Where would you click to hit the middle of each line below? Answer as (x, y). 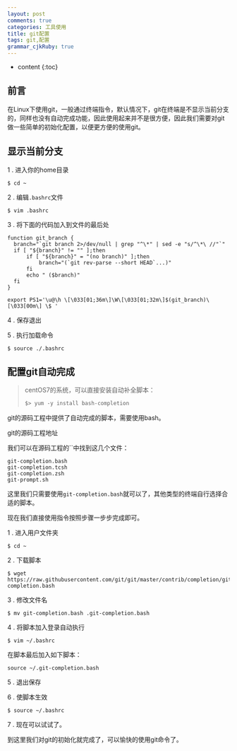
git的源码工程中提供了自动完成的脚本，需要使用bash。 (86, 418)
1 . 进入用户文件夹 (33, 533)
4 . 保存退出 (24, 320)
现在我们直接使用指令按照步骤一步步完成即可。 (75, 518)
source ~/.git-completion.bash (53, 668)
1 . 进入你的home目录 (38, 170)
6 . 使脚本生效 (28, 697)
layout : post (26, 14)
